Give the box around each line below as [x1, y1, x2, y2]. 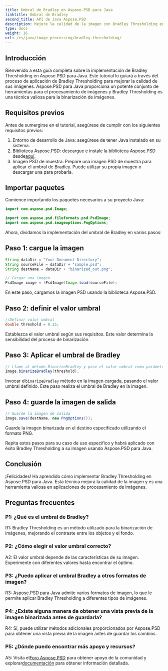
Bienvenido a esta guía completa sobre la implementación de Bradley [5, 67, 147, 73]
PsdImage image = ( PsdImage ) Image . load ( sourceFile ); [5, 280, 117, 285]
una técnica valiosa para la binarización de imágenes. [5, 94, 116, 100]
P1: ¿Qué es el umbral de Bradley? [5, 513, 89, 520]
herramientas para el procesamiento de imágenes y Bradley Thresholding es [5, 88, 163, 94]
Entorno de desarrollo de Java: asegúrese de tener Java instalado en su [12, 137, 161, 143]
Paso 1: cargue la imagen [5, 244, 84, 253]
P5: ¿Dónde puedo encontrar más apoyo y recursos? [5, 643, 136, 650]
